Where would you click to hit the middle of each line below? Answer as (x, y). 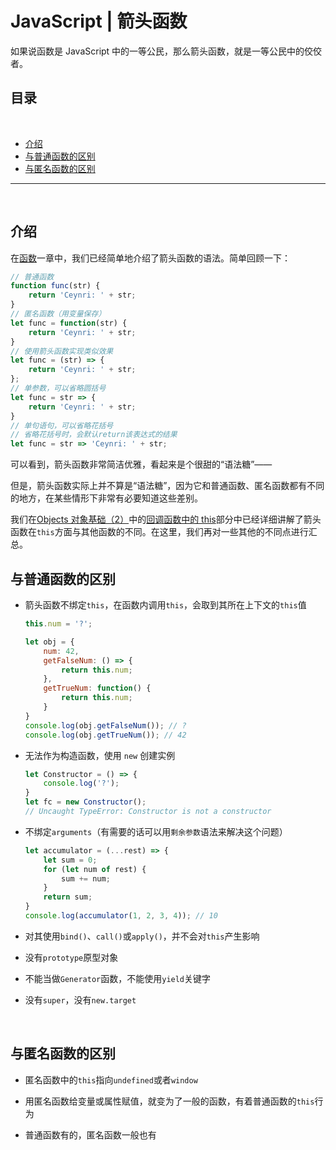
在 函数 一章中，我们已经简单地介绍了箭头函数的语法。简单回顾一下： (150, 258)
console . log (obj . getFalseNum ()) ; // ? (105, 725)
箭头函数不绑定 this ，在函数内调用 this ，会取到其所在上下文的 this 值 (165, 605)
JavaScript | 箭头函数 (99, 21)
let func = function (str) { (69, 323)
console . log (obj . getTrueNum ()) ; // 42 (105, 735)
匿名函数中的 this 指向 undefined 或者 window (111, 1079)
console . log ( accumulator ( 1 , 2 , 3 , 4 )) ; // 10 (121, 916)
